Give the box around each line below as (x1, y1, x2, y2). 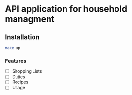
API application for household (5, 3, 128, 15)
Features (5, 57, 27, 64)
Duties (12, 74, 25, 79)
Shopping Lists (12, 68, 42, 74)
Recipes (12, 79, 29, 85)
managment (5, 14, 55, 25)
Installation (5, 33, 40, 41)
